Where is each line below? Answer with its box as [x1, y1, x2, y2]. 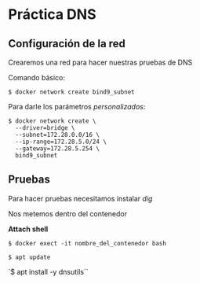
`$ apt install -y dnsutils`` [8, 267, 89, 276]
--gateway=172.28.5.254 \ [15, 145, 100, 153]
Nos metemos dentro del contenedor [8, 208, 128, 218]
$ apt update [8, 253, 51, 261]
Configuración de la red [8, 37, 125, 50]
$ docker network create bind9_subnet [8, 88, 135, 96]
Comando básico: [8, 73, 65, 82]
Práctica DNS [8, 6, 96, 24]
